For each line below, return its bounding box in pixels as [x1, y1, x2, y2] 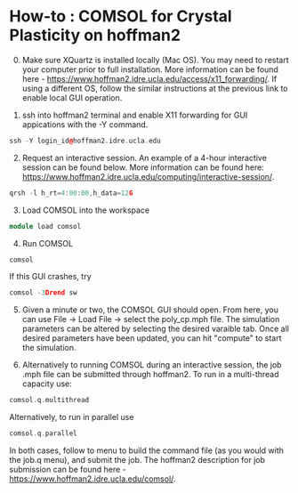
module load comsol [9, 222, 82, 230]
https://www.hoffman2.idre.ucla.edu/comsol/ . [9, 473, 176, 484]
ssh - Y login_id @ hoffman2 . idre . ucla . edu [9, 136, 162, 145]
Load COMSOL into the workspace [21, 205, 150, 215]
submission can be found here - [9, 465, 126, 475]
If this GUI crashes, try [9, 271, 92, 282]
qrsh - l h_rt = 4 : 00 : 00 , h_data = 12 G [9, 189, 133, 198]
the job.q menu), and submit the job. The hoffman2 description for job [9, 455, 265, 465]
